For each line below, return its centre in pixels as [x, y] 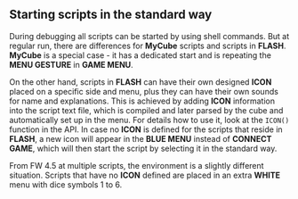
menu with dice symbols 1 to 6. [66, 184]
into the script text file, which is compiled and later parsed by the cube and [146, 110]
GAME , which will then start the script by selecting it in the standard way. [143, 148]
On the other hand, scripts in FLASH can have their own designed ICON [141, 82]
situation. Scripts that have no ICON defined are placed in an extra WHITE [145, 175]
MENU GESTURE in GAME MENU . [71, 64]
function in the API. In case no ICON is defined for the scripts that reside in [146, 129]
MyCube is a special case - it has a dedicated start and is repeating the [140, 55]
